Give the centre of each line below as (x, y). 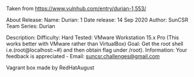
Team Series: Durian (31, 26)
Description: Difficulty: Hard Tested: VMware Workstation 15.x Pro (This (93, 37)
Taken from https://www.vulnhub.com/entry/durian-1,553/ (76, 9)
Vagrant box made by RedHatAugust (50, 68)
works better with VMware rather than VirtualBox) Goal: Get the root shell (95, 44)
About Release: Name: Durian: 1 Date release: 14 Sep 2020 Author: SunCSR (97, 20)
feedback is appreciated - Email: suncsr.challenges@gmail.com (83, 56)
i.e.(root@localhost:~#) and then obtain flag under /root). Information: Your (97, 50)
